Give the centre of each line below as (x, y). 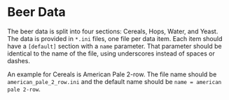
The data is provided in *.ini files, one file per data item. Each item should (115, 38)
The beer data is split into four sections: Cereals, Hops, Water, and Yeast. (113, 31)
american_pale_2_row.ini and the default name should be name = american (114, 81)
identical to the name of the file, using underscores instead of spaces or (111, 53)
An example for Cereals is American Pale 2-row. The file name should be (112, 74)
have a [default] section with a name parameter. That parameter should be (114, 46)
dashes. (19, 60)
